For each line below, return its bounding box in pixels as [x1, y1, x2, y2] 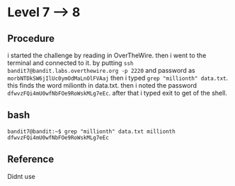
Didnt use [7, 172, 35, 180]
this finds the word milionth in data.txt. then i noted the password [7, 81, 197, 89]
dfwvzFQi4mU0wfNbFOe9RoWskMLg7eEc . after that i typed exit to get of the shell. [7, 89, 228, 97]
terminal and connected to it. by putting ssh [7, 59, 134, 67]
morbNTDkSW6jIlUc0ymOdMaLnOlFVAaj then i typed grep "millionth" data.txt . [7, 74, 229, 82]
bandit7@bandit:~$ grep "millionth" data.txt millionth [7, 128, 176, 135]
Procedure [7, 33, 55, 45]
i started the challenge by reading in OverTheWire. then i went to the [7, 51, 207, 59]
